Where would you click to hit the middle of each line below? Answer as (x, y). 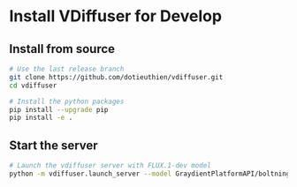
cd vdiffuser (33, 86)
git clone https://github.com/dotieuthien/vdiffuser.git (116, 77)
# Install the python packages (67, 101)
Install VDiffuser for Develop (116, 16)
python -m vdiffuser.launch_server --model (91, 174)
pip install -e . (41, 118)
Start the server (54, 145)
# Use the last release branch (67, 69)
